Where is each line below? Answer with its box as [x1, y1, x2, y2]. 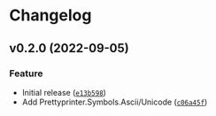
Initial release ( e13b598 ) [21, 87, 106, 97]
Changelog [9, 5, 92, 26]
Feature [9, 67, 43, 80]
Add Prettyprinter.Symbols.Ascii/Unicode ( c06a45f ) [21, 97, 208, 107]
